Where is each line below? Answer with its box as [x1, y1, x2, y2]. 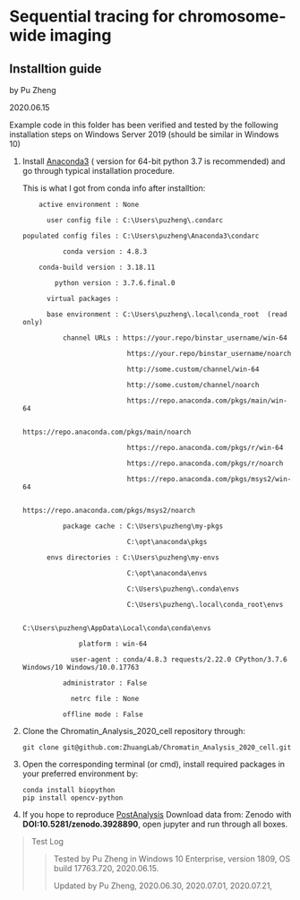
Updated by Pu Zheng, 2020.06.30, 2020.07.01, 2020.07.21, [53, 880, 273, 891]
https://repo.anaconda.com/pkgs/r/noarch [126, 459, 284, 468]
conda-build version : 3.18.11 [39, 263, 156, 272]
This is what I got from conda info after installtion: [21, 183, 206, 194]
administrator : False [62, 679, 148, 688]
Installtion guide [9, 61, 102, 76]
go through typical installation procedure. [21, 166, 176, 176]
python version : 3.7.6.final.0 [55, 279, 176, 288]
